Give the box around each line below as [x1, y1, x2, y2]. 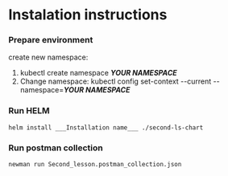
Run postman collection [8, 142, 103, 153]
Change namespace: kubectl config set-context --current [19, 76, 212, 86]
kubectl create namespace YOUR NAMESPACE [19, 68, 177, 78]
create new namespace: [8, 52, 89, 62]
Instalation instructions [8, 6, 168, 24]
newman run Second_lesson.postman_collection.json [8, 161, 182, 169]
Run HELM [8, 105, 50, 117]
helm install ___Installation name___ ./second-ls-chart [8, 123, 204, 132]
